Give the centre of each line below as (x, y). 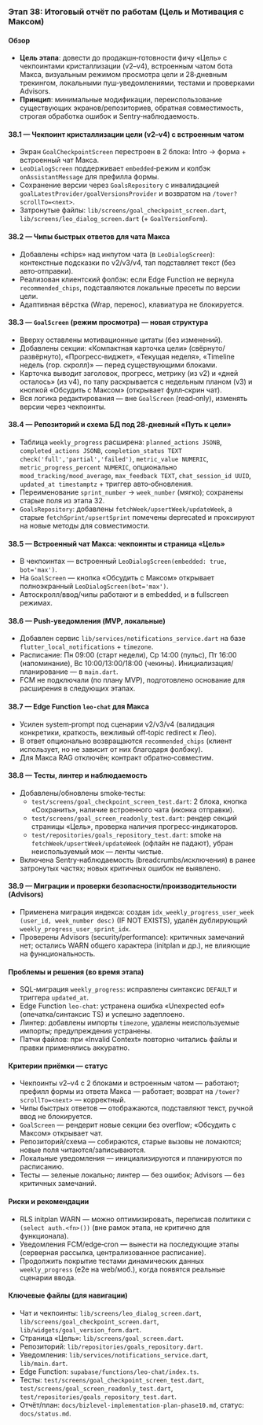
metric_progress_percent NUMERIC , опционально (98, 467)
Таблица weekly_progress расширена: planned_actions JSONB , (121, 442)
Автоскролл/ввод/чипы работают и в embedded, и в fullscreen (124, 595)
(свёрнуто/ (207, 348)
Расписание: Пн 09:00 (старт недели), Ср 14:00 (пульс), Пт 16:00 (128, 655)
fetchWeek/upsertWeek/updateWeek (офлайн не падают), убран (132, 843)
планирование (44, 672)
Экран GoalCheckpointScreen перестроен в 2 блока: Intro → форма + (133, 152)
